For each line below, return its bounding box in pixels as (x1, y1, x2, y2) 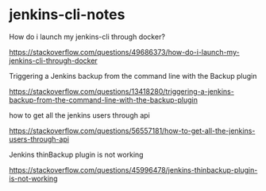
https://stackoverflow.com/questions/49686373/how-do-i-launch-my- (9, 47, 241, 57)
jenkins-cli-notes (9, 6, 125, 24)
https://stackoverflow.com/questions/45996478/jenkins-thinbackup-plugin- (9, 165, 258, 174)
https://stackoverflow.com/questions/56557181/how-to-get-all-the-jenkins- (9, 126, 256, 135)
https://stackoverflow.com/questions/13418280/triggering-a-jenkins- (9, 86, 235, 96)
